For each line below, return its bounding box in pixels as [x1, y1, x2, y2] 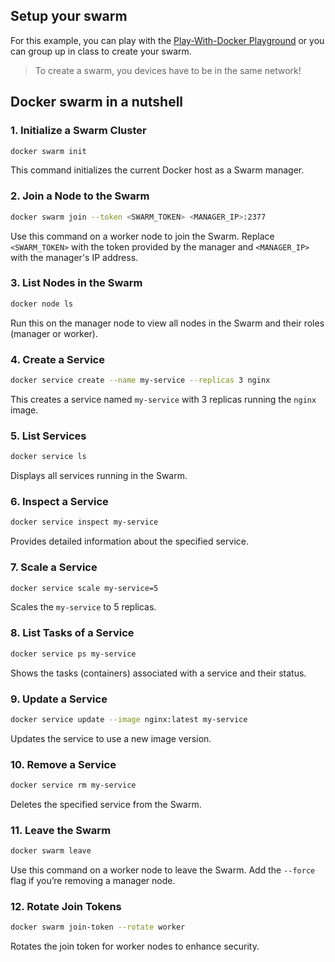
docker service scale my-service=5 [10, 583, 159, 593]
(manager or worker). [10, 327, 98, 339]
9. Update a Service [10, 692, 108, 706]
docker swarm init [10, 146, 87, 156]
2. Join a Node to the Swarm [10, 189, 150, 203]
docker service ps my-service [10, 649, 137, 659]
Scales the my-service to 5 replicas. [10, 601, 157, 613]
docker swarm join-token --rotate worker [10, 922, 186, 933]
